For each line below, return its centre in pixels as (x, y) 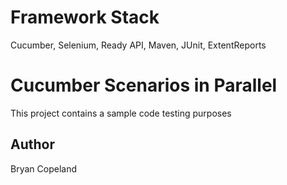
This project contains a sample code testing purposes (121, 113)
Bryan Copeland (43, 168)
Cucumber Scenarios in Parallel (144, 85)
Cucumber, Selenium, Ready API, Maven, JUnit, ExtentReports (138, 45)
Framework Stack (85, 17)
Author (32, 144)
